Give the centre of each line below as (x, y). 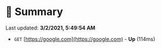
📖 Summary (34, 12)
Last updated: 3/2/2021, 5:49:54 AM (51, 28)
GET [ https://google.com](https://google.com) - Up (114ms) (85, 39)
